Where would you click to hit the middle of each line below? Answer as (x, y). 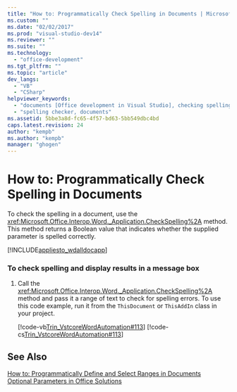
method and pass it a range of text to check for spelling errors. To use (119, 298)
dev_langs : (23, 79)
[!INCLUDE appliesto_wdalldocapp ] (57, 250)
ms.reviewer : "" (31, 40)
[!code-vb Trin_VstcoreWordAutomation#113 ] (81, 327)
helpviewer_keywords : (39, 99)
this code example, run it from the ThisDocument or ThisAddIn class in (117, 306)
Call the (29, 284)
